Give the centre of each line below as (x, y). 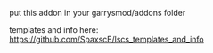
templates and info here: (54, 30)
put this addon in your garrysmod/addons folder (98, 13)
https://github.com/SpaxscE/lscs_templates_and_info (107, 39)
